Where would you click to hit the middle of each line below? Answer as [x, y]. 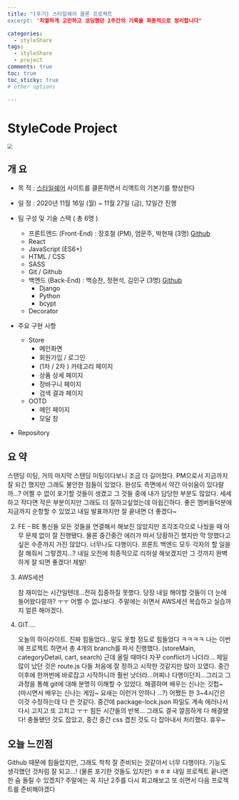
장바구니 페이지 [60, 384]
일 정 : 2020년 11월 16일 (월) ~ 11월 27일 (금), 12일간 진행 [97, 203]
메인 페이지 [54, 409]
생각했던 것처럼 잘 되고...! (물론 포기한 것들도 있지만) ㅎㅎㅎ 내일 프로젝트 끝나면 [118, 771]
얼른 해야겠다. [45, 610]
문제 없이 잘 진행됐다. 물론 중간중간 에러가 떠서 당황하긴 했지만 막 [116, 535]
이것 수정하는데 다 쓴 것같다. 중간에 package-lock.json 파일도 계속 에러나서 [123, 702]
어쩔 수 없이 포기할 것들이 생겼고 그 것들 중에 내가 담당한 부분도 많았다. [121, 493]
